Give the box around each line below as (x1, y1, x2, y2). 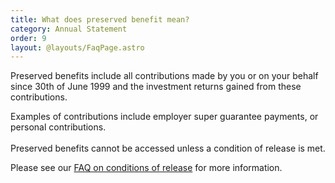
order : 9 (10, 33, 47, 43)
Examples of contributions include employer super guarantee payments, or (10, 111, 319, 123)
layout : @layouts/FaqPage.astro (10, 42, 145, 53)
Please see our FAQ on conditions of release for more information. (10, 162, 283, 174)
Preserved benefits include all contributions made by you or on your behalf (10, 70, 319, 82)
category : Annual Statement (10, 24, 128, 34)
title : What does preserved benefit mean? (10, 14, 190, 25)
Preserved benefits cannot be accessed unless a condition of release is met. (10, 142, 326, 155)
